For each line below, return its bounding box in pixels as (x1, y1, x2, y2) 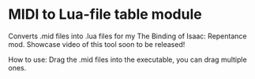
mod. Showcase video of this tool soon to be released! (8, 39, 186, 48)
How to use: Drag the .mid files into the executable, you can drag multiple (8, 55, 247, 64)
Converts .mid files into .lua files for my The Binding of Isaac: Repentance (8, 31, 247, 41)
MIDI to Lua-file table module (8, 5, 203, 23)
